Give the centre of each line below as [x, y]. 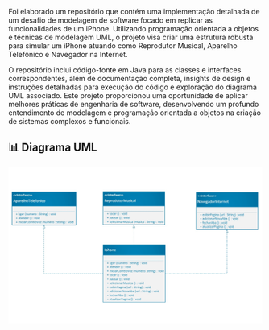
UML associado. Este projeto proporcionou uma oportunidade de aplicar [128, 95]
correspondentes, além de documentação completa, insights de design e [130, 78]
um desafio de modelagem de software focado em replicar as [111, 20]
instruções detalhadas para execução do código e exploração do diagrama [133, 87]
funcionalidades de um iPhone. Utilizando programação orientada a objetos [134, 29]
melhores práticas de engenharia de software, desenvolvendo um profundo [134, 104]
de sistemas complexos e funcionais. [70, 121]
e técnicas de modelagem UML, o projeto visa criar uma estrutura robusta [131, 37]
